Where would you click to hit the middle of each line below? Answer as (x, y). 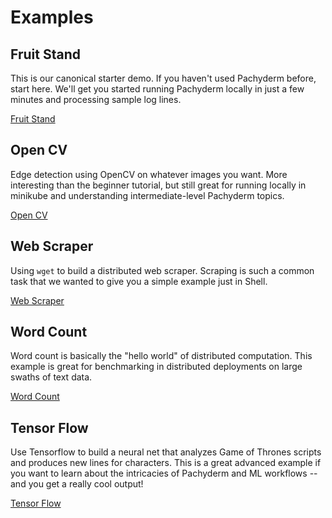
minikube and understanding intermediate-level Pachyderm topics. (147, 195)
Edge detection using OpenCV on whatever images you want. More (149, 174)
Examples (52, 17)
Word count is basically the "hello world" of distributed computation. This (161, 356)
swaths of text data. (51, 377)
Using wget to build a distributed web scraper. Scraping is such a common (162, 270)
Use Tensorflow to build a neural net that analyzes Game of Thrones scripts (166, 452)
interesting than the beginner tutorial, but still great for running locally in (158, 185)
